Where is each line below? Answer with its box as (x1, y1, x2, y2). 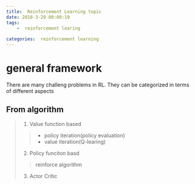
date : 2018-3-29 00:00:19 (6, 14, 70, 20)
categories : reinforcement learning (6, 36, 99, 42)
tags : (6, 20, 19, 25)
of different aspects (6, 87, 54, 95)
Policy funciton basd (29, 149, 80, 157)
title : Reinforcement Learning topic (6, 8, 102, 15)
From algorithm (6, 105, 64, 115)
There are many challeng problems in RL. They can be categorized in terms (6, 81, 190, 88)
